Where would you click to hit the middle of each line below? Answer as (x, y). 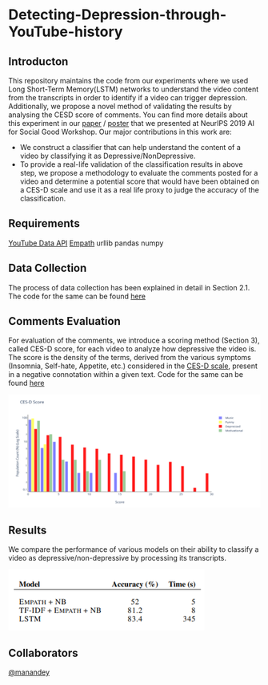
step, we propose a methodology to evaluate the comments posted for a (139, 173)
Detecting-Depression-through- (117, 15)
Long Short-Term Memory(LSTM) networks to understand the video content (133, 89)
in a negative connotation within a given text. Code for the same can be (126, 375)
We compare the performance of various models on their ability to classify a (134, 549)
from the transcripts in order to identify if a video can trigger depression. (128, 97)
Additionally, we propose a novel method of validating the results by (120, 106)
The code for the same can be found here (77, 296)
